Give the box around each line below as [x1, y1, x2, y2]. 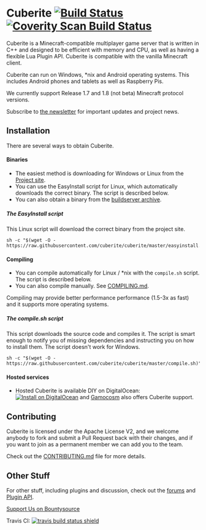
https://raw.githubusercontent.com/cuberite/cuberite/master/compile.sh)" [6, 360, 202, 367]
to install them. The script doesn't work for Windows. [6, 343, 140, 351]
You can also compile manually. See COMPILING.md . [15, 283, 149, 290]
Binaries [6, 156, 28, 163]
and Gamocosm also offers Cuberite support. [79, 394, 194, 401]
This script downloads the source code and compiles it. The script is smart [6, 330, 195, 338]
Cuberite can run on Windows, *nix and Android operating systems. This [6, 71, 189, 78]
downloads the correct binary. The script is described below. [15, 189, 169, 197]
